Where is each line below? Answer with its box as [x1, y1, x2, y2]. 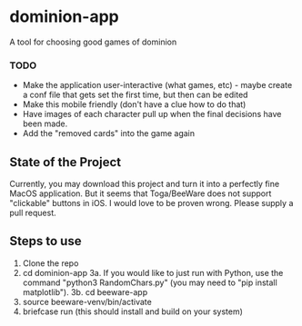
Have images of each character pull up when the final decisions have [22, 109, 282, 120]
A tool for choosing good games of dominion [9, 36, 177, 47]
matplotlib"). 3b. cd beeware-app [22, 286, 148, 297]
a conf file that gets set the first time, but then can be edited [22, 89, 248, 101]
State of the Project [9, 154, 121, 170]
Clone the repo [22, 257, 79, 269]
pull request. [9, 207, 56, 219]
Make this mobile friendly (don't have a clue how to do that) [22, 99, 247, 110]
